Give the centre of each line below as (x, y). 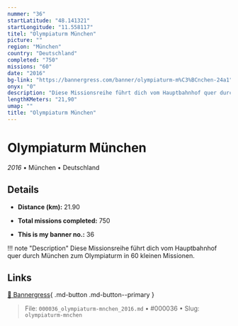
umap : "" (20, 106)
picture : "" (25, 40)
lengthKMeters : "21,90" (42, 100)
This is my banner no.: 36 (56, 234)
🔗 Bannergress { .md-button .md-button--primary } (81, 295)
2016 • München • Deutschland (53, 167)
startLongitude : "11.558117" (50, 27)
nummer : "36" (27, 14)
